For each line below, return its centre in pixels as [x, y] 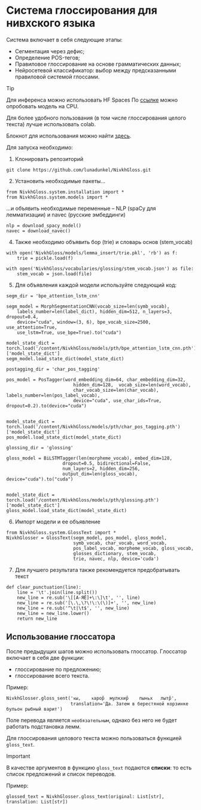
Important [18, 756]
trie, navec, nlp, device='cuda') [116, 559]
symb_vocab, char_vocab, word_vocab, [120, 543]
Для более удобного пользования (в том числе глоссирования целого [96, 118]
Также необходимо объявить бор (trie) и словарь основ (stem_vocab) [104, 242]
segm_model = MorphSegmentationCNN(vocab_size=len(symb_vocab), [88, 306]
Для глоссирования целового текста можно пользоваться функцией [94, 738]
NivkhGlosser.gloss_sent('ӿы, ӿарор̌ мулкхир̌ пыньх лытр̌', [92, 698]
